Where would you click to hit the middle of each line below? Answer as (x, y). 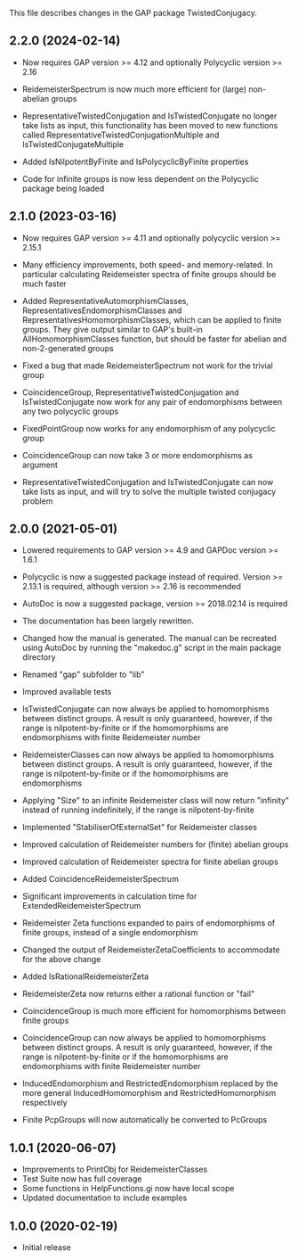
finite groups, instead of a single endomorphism (110, 933)
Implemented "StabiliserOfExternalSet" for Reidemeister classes (140, 828)
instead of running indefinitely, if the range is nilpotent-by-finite (138, 810)
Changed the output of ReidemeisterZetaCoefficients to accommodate (151, 950)
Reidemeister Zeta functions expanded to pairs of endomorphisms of (149, 923)
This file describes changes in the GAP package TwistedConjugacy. (133, 13)
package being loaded (63, 188)
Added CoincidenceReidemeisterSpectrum (101, 879)
